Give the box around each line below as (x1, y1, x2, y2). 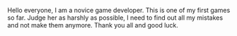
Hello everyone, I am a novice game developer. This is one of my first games (7, 6, 231, 14)
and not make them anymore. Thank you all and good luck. (7, 21, 179, 29)
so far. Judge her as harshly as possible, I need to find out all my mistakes (7, 13, 224, 22)
